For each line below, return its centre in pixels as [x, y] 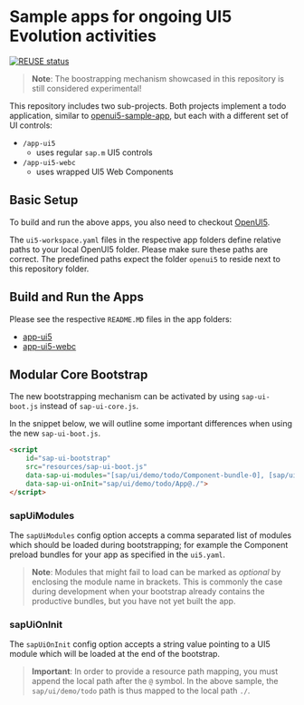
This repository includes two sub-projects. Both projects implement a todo [148, 105]
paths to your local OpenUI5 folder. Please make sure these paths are [139, 249]
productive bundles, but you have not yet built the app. [133, 601]
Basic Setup [44, 200]
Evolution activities [83, 36]
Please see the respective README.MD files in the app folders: [121, 318]
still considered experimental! [86, 88]
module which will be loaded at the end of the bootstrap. [114, 654]
